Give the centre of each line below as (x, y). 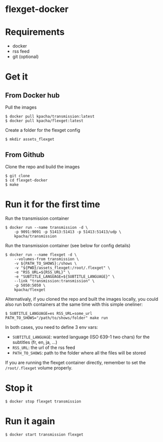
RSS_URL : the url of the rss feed (44, 347)
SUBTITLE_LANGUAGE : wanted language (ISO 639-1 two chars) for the (81, 337)
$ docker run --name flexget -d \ (41, 255)
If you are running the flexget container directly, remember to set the (76, 362)
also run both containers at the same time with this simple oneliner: (74, 304)
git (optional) (25, 57)
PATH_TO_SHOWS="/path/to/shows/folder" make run (57, 318)
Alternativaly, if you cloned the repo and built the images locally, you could (82, 299)
